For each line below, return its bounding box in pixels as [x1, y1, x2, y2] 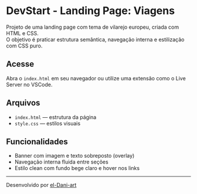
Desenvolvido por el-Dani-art [6, 182, 77, 189]
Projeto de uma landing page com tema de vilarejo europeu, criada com [6, 23, 179, 30]
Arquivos [6, 98, 40, 108]
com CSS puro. [6, 42, 43, 49]
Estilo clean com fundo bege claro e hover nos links [14, 165, 140, 172]
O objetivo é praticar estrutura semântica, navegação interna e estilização [6, 36, 185, 43]
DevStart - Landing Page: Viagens [6, 4, 175, 18]
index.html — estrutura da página [14, 113, 97, 121]
